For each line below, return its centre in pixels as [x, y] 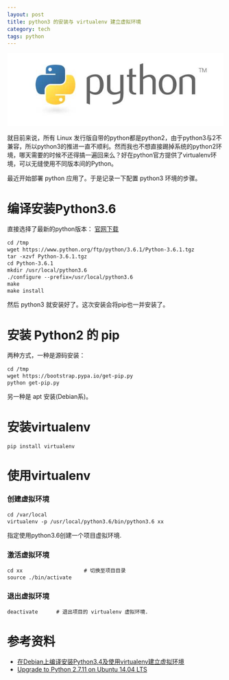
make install [26, 291]
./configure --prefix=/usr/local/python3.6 [70, 277]
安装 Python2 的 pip [63, 335]
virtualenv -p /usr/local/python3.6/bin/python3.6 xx [86, 522]
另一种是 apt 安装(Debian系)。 [50, 397]
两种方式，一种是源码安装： [46, 355]
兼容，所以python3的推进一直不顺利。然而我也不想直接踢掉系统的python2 [111, 146]
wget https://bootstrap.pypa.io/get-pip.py [70, 376]
